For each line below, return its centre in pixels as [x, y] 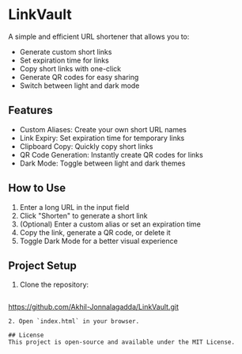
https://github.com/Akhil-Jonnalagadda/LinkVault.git [94, 307]
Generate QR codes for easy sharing [79, 77]
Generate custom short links [66, 51]
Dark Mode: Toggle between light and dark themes [102, 163]
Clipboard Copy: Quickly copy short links [86, 146]
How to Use [37, 188]
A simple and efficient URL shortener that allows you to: [99, 36]
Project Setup [43, 266]
